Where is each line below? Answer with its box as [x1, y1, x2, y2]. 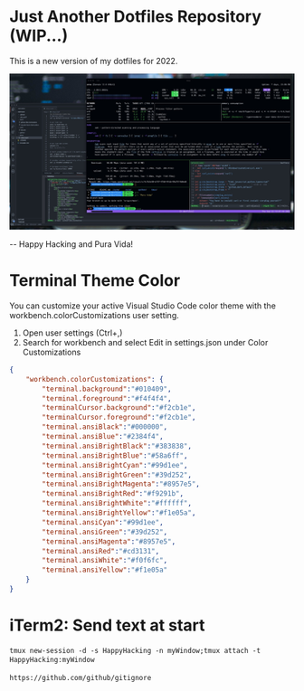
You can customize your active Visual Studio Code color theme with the [9, 300, 276, 311]
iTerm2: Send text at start [9, 615, 205, 636]
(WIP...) [9, 25, 69, 46]
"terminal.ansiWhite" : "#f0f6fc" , [42, 556, 168, 565]
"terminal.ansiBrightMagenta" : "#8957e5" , [42, 479, 201, 489]
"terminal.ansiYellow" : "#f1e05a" [42, 565, 168, 575]
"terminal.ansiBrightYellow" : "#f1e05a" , [42, 508, 196, 517]
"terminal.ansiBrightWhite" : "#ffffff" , [42, 499, 193, 508]
